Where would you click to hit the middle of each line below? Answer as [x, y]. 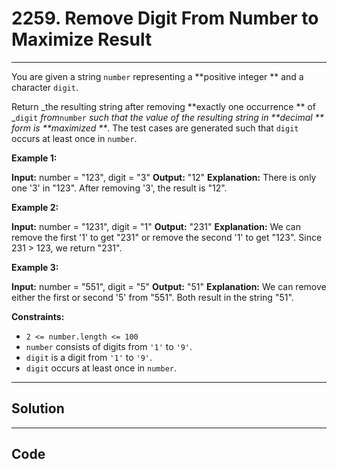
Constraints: [38, 316]
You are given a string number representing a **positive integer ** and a [157, 76]
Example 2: [35, 207]
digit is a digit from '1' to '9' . [89, 357]
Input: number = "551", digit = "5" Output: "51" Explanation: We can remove [169, 286]
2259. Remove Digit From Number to [165, 18]
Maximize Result [82, 39]
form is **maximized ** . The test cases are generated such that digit [155, 128]
